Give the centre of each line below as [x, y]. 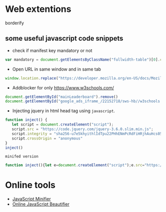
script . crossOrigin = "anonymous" [47, 138]
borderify [15, 23]
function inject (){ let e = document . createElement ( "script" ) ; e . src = [75, 165]
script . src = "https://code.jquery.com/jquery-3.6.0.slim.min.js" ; [83, 129]
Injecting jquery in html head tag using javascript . [63, 111]
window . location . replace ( [32, 78]
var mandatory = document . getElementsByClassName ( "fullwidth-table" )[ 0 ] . [83, 60]
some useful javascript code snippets [64, 38]
